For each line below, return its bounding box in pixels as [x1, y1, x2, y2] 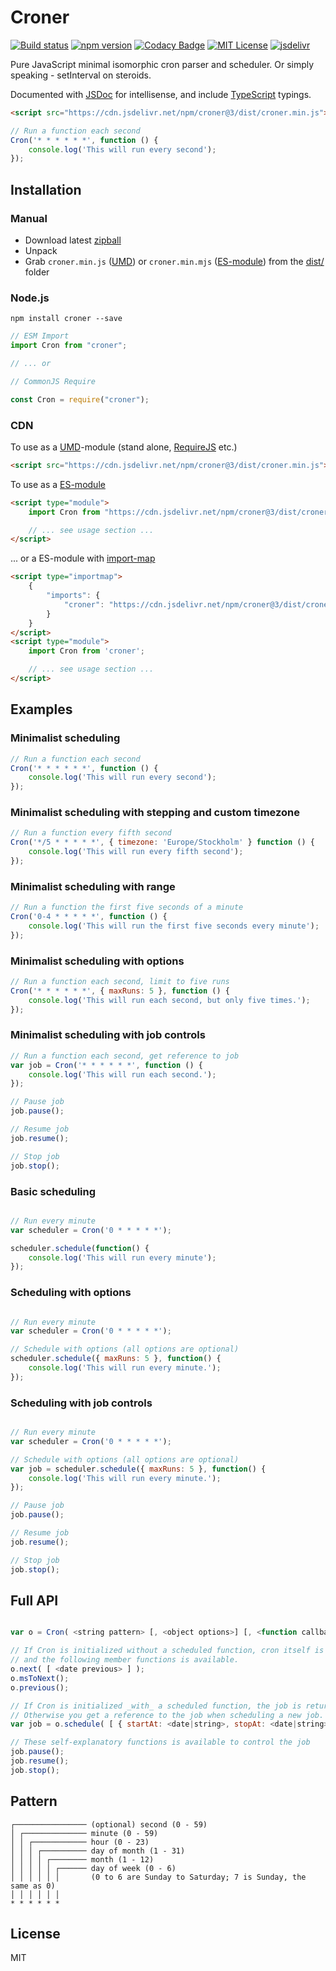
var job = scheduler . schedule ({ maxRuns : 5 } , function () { [10, 1464, 267, 1474]
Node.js [10, 291, 50, 305]
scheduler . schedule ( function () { [10, 1243, 150, 1253]
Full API [10, 1592, 59, 1609]
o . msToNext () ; [10, 1673, 70, 1683]
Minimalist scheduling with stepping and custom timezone [10, 806, 300, 820]
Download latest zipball [24, 234, 122, 246]
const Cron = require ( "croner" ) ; [10, 394, 150, 405]
